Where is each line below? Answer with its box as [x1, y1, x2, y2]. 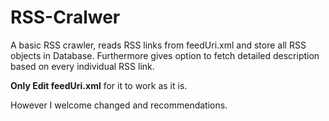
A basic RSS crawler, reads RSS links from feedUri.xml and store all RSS [10, 39, 307, 51]
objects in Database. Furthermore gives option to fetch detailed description [10, 49, 320, 61]
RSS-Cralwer [10, 6, 121, 29]
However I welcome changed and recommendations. [10, 99, 228, 111]
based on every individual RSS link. [10, 60, 155, 72]
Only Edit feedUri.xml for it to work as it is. [10, 79, 188, 91]
